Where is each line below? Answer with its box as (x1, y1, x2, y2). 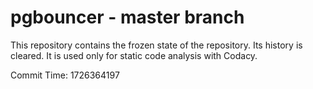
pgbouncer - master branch (10, 6, 245, 29)
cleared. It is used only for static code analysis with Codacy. (10, 49, 258, 61)
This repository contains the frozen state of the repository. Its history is (10, 39, 303, 51)
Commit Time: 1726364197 (10, 69, 120, 81)
